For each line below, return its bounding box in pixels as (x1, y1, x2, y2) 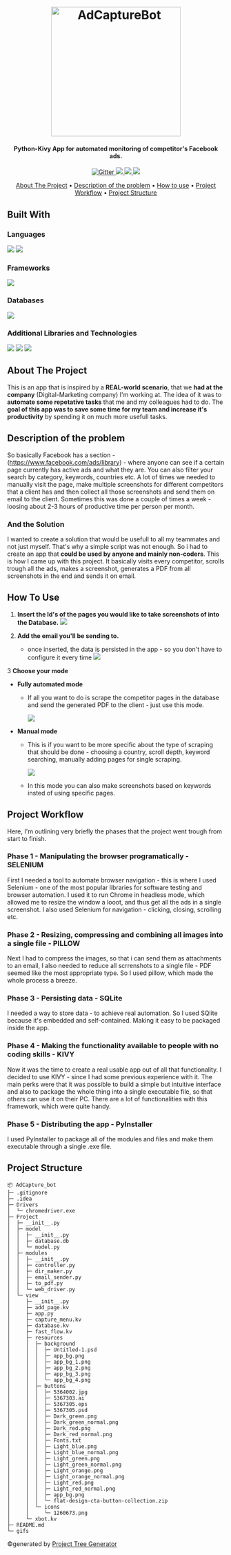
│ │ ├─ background (7, 1340, 76, 1347)
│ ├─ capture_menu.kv (7, 1316, 81, 1323)
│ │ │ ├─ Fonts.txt (7, 1437, 81, 1444)
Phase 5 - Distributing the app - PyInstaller (7, 1119, 153, 1129)
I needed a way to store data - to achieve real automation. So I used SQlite (7, 1009, 219, 1017)
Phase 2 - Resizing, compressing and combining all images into (7, 929, 223, 939)
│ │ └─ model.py (7, 1244, 60, 1250)
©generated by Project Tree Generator (7, 1539, 117, 1548)
